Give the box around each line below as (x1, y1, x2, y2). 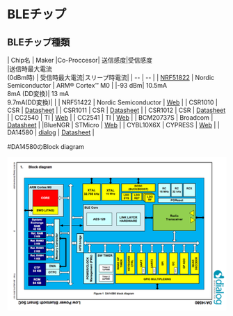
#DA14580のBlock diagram (7, 143, 85, 150)
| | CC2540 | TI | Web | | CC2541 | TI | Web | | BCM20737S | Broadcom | (7, 113, 214, 122)
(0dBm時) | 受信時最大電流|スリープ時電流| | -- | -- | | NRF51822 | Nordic (7, 74, 215, 81)
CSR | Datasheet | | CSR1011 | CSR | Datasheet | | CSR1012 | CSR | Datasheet (7, 106, 226, 114)
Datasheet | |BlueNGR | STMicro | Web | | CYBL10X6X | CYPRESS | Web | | (7, 121, 220, 129)
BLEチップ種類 (7, 36, 70, 48)
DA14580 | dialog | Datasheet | (7, 128, 95, 136)
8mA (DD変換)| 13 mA (7, 90, 70, 97)
